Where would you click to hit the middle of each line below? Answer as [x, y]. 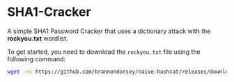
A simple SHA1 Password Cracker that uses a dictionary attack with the [109, 31]
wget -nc [20, 72]
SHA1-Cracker [49, 12]
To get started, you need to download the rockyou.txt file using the [104, 52]
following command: [37, 59]
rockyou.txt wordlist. [38, 38]
